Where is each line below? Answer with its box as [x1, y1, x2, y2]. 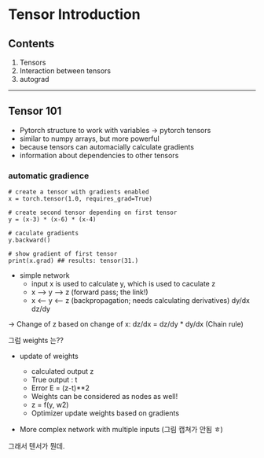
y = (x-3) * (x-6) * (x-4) [8, 216, 97, 223]
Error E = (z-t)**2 [31, 383, 90, 393]
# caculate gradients [8, 230, 79, 238]
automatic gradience [8, 170, 90, 181]
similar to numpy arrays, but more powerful [19, 134, 159, 143]
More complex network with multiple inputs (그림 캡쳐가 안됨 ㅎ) [19, 425, 224, 434]
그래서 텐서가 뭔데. [8, 441, 65, 451]
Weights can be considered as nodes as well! [31, 392, 178, 401]
